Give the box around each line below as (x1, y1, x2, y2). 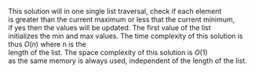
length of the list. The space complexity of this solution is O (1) (8, 48, 208, 57)
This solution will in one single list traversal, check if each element (8, 7, 222, 16)
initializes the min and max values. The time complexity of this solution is (8, 31, 243, 40)
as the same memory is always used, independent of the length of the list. (8, 56, 247, 65)
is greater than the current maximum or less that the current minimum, (8, 15, 235, 24)
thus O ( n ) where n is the (8, 40, 86, 49)
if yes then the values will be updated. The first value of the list (8, 23, 212, 32)
